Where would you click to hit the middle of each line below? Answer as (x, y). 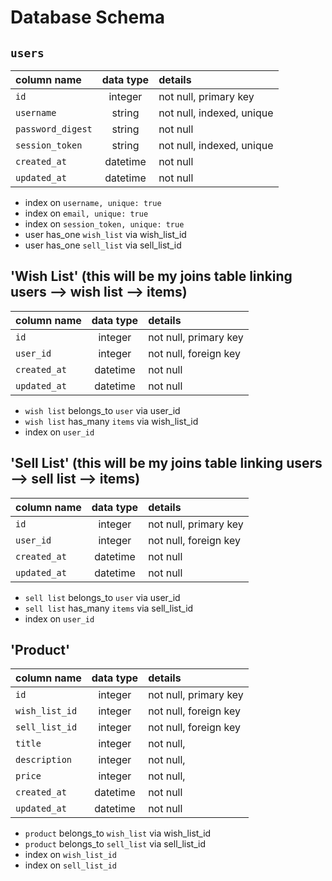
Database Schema (88, 17)
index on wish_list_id (70, 855)
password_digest (54, 129)
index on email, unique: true (86, 213)
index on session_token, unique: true (104, 224)
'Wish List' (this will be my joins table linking (151, 276)
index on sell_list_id (70, 865)
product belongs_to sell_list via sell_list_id (115, 844)
